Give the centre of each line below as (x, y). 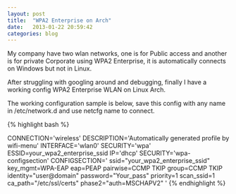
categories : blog (33, 34)
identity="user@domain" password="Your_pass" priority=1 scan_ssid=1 (111, 176)
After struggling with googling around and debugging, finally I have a (107, 83)
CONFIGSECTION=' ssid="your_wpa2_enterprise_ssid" (130, 161)
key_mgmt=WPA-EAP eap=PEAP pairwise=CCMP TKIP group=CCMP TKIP (115, 168)
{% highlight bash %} (38, 125)
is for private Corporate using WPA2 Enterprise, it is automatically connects (117, 61)
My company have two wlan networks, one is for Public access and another (117, 54)
